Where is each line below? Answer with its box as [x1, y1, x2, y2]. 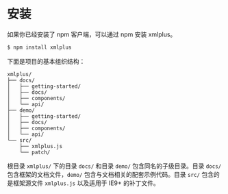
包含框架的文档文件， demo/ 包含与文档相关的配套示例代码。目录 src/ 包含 [7, 170, 214, 178]
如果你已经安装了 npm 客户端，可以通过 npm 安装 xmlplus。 [7, 30, 177, 38]
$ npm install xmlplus [7, 44, 72, 51]
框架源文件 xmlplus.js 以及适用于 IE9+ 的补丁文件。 [12, 179, 160, 187]
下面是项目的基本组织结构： [7, 57, 86, 65]
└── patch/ [19, 149, 51, 156]
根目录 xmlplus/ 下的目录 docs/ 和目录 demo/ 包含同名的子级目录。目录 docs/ [7, 162, 222, 170]
